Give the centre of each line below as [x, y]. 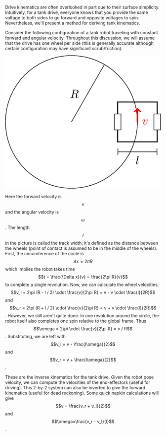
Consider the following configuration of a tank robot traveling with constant [82, 33]
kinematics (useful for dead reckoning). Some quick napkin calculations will [82, 393]
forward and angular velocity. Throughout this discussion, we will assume [80, 38]
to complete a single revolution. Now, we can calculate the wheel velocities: [82, 285]
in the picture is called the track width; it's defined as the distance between [82, 243]
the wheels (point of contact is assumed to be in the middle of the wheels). [81, 248]
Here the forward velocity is [33, 196]
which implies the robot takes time [40, 269]
